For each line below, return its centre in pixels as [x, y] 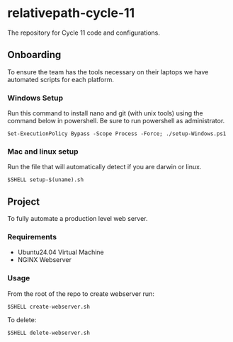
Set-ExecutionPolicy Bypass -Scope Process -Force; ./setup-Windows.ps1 [117, 134]
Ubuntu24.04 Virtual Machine [61, 252]
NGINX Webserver [45, 260]
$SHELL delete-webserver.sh [49, 333]
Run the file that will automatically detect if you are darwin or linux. [104, 167]
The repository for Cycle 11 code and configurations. [84, 33]
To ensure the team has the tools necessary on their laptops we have [108, 72]
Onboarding [34, 55]
